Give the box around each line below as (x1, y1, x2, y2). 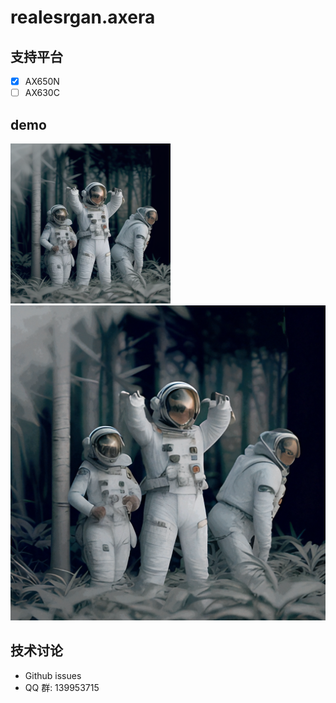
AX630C (24, 87, 60, 99)
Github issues (24, 669, 82, 681)
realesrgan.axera (10, 6, 156, 29)
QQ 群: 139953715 (24, 681, 100, 693)
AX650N (24, 76, 60, 87)
